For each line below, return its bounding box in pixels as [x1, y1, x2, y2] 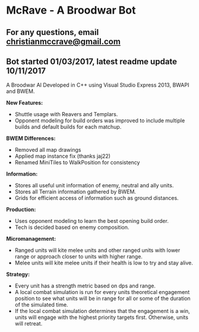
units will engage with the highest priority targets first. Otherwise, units [14, 314, 189, 321]
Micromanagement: [6, 235, 56, 242]
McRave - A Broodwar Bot [6, 4, 136, 17]
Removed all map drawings [14, 146, 81, 154]
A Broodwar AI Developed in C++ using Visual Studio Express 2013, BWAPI [6, 81, 189, 89]
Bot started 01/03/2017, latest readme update [6, 56, 177, 66]
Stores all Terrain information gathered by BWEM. [14, 188, 137, 196]
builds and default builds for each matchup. [14, 123, 122, 130]
